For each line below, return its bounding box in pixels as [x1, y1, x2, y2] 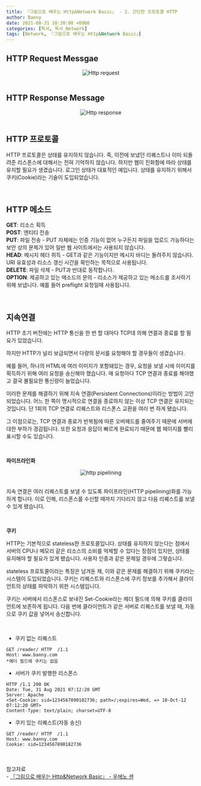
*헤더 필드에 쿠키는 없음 [6, 658, 59, 664]
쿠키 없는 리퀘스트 [14, 635, 57, 642]
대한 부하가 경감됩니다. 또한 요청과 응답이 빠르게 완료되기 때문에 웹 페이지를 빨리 [6, 425, 194, 432]
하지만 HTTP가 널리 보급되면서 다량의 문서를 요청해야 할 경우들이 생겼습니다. [6, 350, 185, 357]
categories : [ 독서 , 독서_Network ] [6, 25, 88, 32]
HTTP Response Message [6, 93, 105, 103]
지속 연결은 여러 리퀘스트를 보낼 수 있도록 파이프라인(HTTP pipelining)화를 [6, 488, 181, 495]
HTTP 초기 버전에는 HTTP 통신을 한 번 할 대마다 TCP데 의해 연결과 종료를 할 [6, 329, 185, 336]
